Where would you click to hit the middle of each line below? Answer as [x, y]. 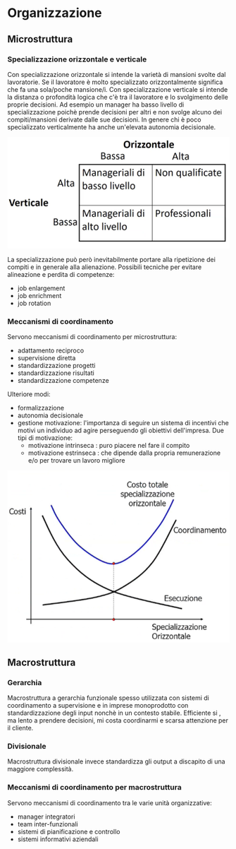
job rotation [34, 303]
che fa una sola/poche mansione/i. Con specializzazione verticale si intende [118, 89]
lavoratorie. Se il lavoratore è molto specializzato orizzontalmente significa [115, 82]
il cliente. [20, 728]
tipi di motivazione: [45, 438]
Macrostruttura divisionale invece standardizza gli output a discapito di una [116, 761]
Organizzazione [55, 13]
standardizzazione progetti [56, 366]
